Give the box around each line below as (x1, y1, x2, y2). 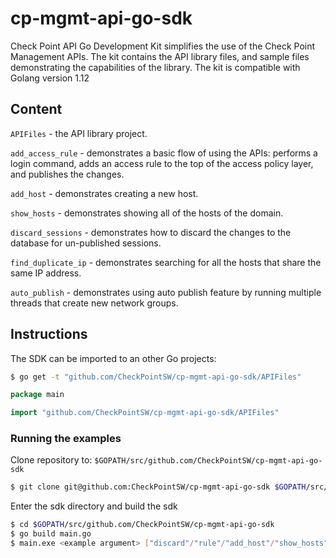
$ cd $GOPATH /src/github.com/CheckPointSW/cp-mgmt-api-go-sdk (10, 520, 275, 530)
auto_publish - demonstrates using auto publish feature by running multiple (10, 286, 322, 298)
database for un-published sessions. (10, 237, 162, 249)
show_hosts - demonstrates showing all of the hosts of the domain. (10, 207, 284, 219)
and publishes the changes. (10, 168, 125, 180)
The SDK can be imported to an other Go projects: (10, 352, 217, 364)
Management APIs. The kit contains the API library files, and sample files (10, 50, 310, 62)
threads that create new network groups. (10, 297, 179, 309)
